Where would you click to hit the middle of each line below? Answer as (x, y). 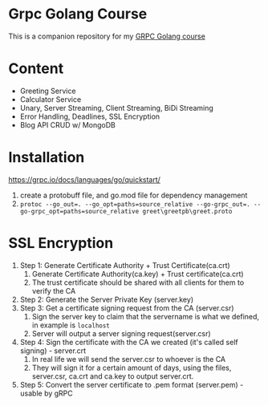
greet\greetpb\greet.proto (187, 211)
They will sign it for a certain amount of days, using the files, (132, 367)
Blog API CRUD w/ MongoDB (68, 124)
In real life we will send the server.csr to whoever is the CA (129, 359)
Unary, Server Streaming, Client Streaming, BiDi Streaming (117, 108)
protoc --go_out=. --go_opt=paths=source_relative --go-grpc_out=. (135, 204)
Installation (47, 158)
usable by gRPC (47, 393)
